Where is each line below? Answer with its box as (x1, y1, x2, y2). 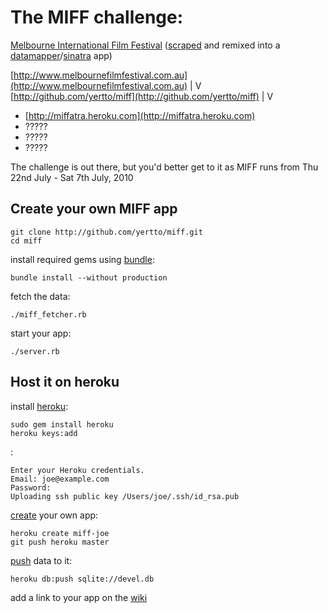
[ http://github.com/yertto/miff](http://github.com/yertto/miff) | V (10, 90, 274, 102)
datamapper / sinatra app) (10, 49, 113, 61)
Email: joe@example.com (10, 474, 110, 484)
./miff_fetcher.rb (10, 309, 87, 320)
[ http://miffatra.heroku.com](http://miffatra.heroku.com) (24, 109, 256, 121)
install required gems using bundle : (10, 253, 155, 265)
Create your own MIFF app (10, 201, 178, 218)
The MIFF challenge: (10, 6, 184, 29)
